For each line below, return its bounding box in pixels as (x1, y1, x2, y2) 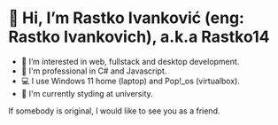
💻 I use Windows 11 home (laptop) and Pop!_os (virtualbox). (20, 75, 241, 86)
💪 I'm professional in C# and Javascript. (20, 66, 167, 76)
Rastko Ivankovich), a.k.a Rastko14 (8, 27, 270, 47)
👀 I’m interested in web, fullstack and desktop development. (20, 56, 240, 66)
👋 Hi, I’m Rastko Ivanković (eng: (8, 8, 245, 28)
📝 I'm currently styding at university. (20, 88, 154, 98)
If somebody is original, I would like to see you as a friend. (8, 105, 220, 116)
